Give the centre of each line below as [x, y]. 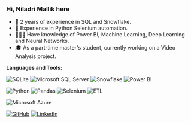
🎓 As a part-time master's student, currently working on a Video [95, 48]
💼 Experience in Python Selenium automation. [71, 28]
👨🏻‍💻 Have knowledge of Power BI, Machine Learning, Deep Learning [100, 35]
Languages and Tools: [34, 68]
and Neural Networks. [42, 41]
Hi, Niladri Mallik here [38, 9]
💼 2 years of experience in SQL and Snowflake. [73, 22]
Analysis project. [36, 56]
